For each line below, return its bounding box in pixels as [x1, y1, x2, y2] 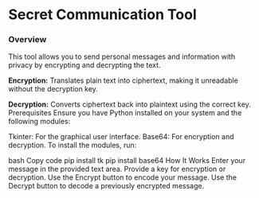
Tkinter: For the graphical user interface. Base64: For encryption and [8, 132, 234, 142]
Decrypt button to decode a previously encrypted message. [8, 181, 205, 191]
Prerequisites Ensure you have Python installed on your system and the [8, 108, 242, 118]
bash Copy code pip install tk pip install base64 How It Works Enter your [8, 156, 245, 165]
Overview [8, 34, 47, 45]
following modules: [8, 117, 71, 126]
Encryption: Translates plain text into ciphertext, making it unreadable [8, 76, 239, 85]
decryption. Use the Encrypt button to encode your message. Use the [8, 173, 237, 182]
